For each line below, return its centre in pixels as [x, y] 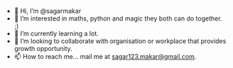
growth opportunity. [43, 49]
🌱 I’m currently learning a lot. [56, 33]
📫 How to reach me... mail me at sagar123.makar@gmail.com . [105, 56]
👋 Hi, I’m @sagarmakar [48, 11]
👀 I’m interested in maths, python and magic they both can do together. [118, 18]
